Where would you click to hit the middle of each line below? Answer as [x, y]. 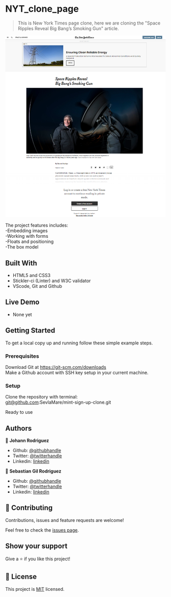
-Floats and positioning [30, 242]
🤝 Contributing [29, 508]
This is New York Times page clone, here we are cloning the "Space [89, 23]
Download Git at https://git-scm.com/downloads [56, 367]
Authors [19, 428]
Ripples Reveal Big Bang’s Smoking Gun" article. [68, 28]
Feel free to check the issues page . [42, 530]
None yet [22, 314]
